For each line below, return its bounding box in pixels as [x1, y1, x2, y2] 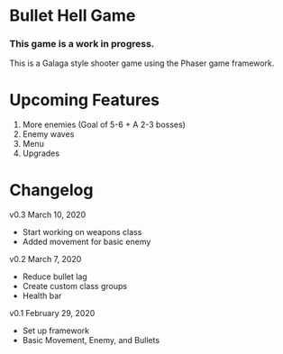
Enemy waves [22, 129, 75, 140]
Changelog [9, 179, 94, 200]
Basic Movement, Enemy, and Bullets [22, 335, 160, 346]
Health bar [22, 290, 62, 302]
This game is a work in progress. [9, 38, 155, 50]
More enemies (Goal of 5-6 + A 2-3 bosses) [22, 119, 187, 131]
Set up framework [22, 325, 90, 336]
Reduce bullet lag [22, 271, 87, 282]
